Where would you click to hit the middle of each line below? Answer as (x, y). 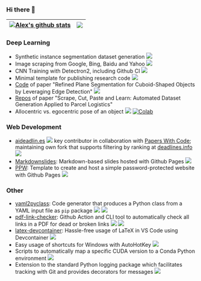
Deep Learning (28, 43)
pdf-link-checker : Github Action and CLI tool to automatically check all (102, 217)
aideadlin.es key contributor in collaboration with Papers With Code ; (103, 140)
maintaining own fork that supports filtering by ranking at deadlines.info (104, 147)
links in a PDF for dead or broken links (62, 224)
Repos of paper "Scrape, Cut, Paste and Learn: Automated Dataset (98, 98)
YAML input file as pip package (54, 211)
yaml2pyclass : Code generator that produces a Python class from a (98, 204)
